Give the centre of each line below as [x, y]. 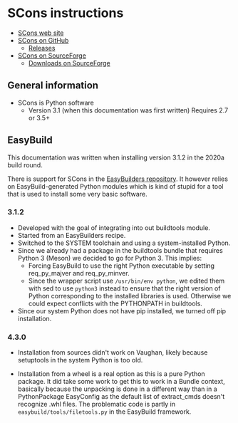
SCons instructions [66, 13]
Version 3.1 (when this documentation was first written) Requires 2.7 [128, 110]
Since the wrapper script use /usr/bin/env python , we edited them [126, 281]
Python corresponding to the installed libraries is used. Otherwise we [130, 296]
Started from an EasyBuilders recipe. [72, 235]
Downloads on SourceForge [69, 63]
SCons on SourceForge [52, 56]
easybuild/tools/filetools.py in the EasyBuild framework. [104, 412]
